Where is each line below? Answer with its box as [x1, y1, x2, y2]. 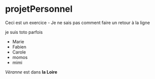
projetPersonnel [5, 3, 73, 15]
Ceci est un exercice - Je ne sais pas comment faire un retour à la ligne [5, 20, 150, 26]
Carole [12, 49, 26, 55]
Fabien [12, 44, 26, 50]
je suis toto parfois [5, 29, 43, 35]
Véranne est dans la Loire [5, 69, 58, 75]
